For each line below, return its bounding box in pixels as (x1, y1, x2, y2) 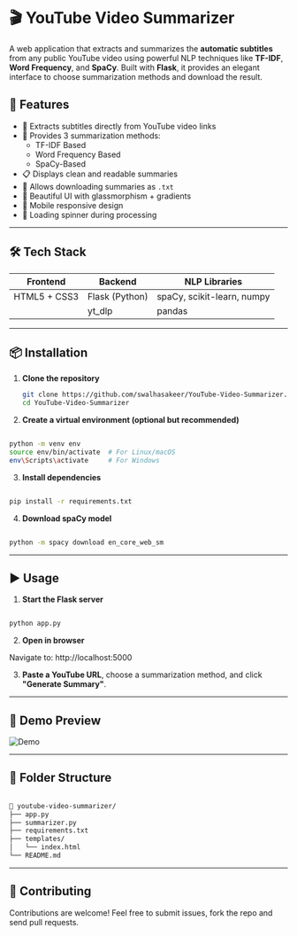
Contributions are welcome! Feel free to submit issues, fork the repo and (9, 907, 273, 918)
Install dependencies (21, 472, 102, 482)
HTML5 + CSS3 (13, 290, 80, 302)
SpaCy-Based (34, 158, 87, 169)
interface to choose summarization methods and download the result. (9, 71, 263, 82)
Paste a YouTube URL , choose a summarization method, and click (21, 669, 263, 680)
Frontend (26, 275, 66, 287)
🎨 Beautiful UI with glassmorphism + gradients (21, 191, 192, 201)
